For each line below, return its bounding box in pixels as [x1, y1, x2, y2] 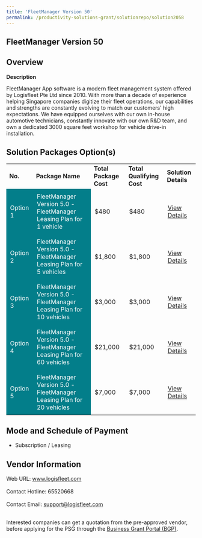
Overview [6, 57, 44, 67]
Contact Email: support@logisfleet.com [6, 501, 103, 508]
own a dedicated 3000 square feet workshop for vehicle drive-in [6, 123, 167, 130]
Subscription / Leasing [14, 442, 71, 449]
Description [6, 73, 37, 80]
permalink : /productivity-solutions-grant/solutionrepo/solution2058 [6, 14, 185, 20]
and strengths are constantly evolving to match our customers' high [6, 104, 174, 111]
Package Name [35, 172, 81, 180]
